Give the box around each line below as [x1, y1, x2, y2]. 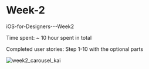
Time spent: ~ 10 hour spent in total [6, 34, 92, 41]
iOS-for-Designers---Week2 [6, 23, 74, 30]
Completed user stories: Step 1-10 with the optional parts [6, 45, 144, 53]
